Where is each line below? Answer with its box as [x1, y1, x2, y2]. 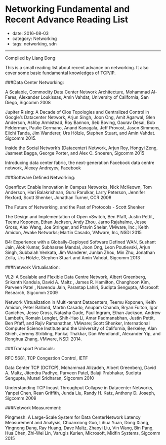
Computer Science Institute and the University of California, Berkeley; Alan [5, 325, 157, 331]
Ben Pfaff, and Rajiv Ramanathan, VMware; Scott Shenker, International [5, 320, 150, 326]
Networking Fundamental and [5, 3, 130, 15]
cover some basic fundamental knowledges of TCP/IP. [5, 70, 116, 76]
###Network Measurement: [5, 405, 62, 410]
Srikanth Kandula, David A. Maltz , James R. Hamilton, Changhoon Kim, [5, 279, 150, 285]
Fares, [5, 94, 18, 100]
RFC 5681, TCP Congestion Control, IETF [5, 355, 88, 361]
